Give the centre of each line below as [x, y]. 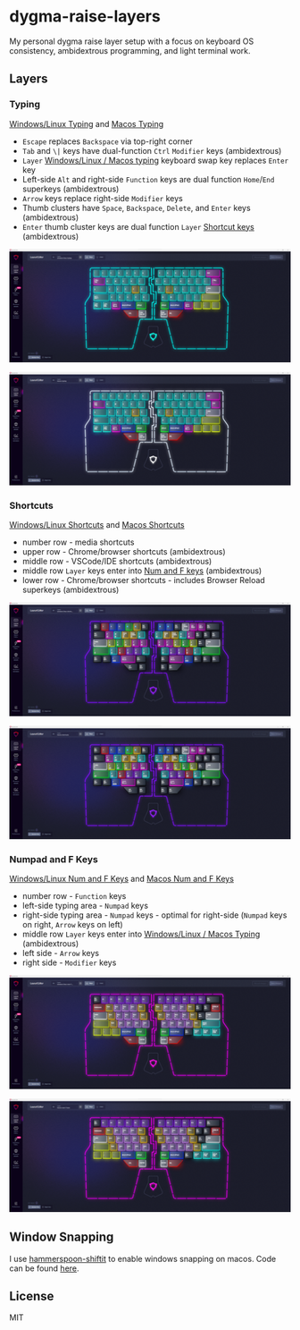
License [32, 1296]
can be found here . [44, 1268]
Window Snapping [62, 1237]
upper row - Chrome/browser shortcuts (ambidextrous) [124, 552]
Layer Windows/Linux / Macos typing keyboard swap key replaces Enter [155, 160]
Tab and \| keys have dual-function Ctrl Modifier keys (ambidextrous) [152, 150]
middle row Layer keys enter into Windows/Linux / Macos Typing [141, 934]
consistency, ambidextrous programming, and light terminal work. [130, 50]
